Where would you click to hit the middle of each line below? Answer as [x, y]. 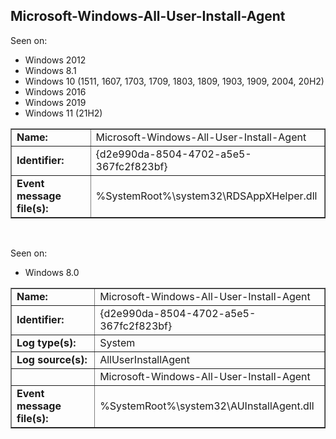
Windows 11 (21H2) [63, 113]
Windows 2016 [55, 91]
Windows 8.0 [52, 272]
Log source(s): [52, 359]
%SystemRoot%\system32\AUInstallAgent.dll [207, 406]
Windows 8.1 [50, 70]
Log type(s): [46, 342]
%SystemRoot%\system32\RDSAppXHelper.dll [206, 196]
